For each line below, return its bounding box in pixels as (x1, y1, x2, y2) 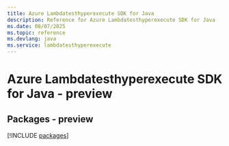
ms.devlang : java (7, 36, 57, 42)
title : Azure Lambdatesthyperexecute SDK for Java (7, 10, 154, 17)
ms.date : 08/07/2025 (7, 23, 66, 29)
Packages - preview (7, 113, 94, 125)
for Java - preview (7, 86, 113, 101)
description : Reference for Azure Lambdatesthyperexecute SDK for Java (7, 16, 215, 23)
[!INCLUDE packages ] (7, 132, 69, 139)
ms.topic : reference (7, 29, 66, 36)
